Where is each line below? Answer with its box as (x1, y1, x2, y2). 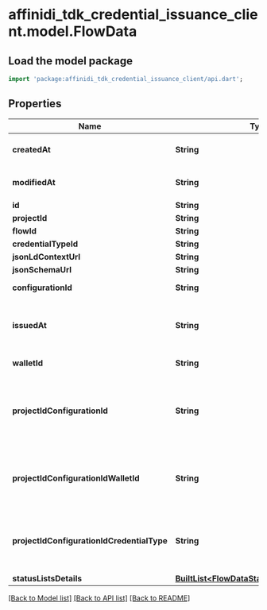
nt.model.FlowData (8, 22, 137, 41)
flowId (12, 225, 37, 236)
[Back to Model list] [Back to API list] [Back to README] (8, 593, 191, 603)
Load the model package (8, 54, 133, 68)
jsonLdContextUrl (12, 251, 81, 262)
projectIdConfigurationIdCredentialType (12, 535, 168, 546)
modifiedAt (12, 176, 56, 187)
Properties (8, 97, 62, 110)
